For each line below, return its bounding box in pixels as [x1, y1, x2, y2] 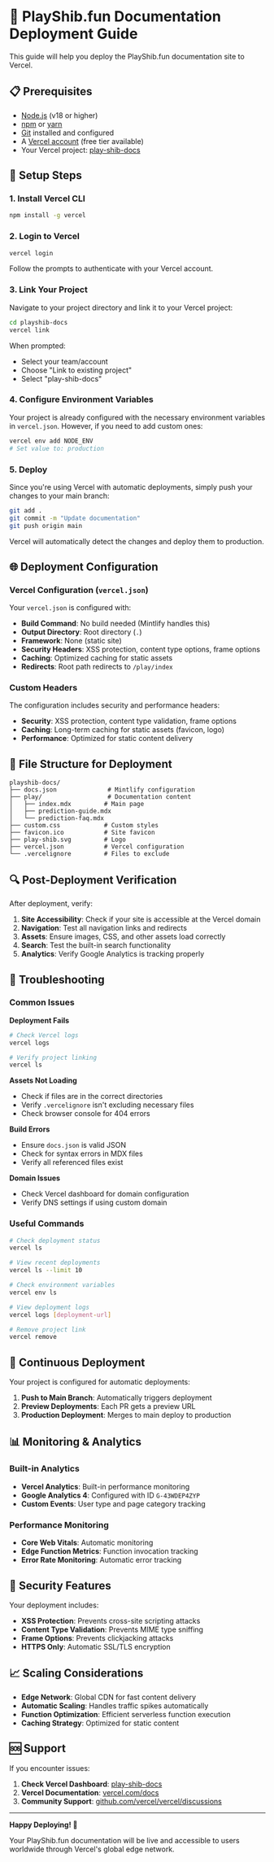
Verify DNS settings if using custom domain [20, 1197, 167, 1207]
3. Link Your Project [9, 284, 88, 295]
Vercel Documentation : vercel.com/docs [20, 1787, 159, 1797]
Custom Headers [9, 682, 78, 694]
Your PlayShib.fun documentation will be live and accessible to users [9, 1835, 240, 1845]
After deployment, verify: [9, 899, 93, 909]
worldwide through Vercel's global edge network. [9, 1844, 175, 1854]
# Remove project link [9, 1325, 86, 1333]
